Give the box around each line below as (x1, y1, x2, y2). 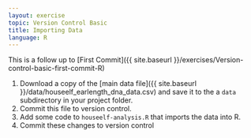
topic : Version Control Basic (8, 19, 108, 27)
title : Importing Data (8, 26, 83, 34)
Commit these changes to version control (19, 121, 155, 130)
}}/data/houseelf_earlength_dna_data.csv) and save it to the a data (19, 88, 237, 97)
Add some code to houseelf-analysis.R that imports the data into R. (19, 112, 241, 122)
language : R (8, 33, 47, 42)
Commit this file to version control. (19, 104, 132, 114)
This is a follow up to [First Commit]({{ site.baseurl (8, 55, 172, 65)
